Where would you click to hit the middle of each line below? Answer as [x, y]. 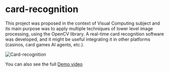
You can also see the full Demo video [44, 64]
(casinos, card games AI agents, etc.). [45, 44]
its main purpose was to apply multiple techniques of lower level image [79, 28]
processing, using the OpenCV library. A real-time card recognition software [85, 34]
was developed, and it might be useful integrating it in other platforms [78, 39]
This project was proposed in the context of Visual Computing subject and [83, 23]
